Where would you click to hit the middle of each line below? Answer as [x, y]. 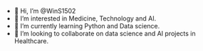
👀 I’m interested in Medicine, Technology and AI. [85, 18]
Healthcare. [31, 41]
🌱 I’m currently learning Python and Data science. [87, 26]
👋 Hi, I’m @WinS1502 [45, 11]
